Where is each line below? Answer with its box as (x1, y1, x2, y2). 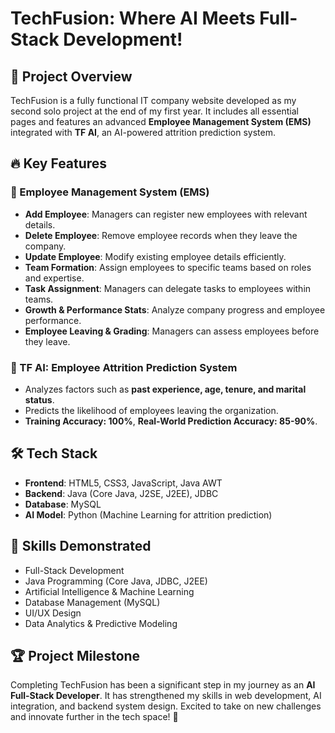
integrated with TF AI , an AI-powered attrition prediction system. (10, 127, 276, 138)
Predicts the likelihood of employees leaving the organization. (24, 404, 279, 416)
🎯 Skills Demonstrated (10, 538, 152, 555)
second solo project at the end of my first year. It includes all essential (10, 105, 299, 117)
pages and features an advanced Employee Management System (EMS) (10, 116, 312, 127)
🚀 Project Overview (10, 68, 133, 85)
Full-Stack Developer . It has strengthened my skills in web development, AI (10, 690, 322, 702)
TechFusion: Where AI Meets (10, 7, 256, 30)
